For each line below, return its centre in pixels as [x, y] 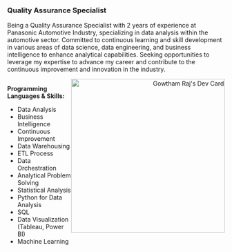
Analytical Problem [44, 175]
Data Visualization [43, 220]
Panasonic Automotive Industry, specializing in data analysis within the [108, 32]
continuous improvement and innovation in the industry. [86, 69]
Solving [28, 183]
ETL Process [35, 153]
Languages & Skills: [36, 96]
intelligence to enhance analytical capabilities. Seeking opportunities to [108, 55]
